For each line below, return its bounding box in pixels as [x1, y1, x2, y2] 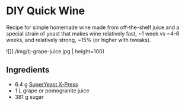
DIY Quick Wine [6, 4, 85, 18]
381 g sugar [14, 93, 44, 100]
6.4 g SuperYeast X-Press [14, 81, 78, 88]
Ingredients [6, 65, 50, 75]
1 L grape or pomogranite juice [14, 87, 90, 94]
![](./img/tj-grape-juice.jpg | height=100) [6, 47, 105, 54]
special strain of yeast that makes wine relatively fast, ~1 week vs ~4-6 [6, 30, 180, 37]
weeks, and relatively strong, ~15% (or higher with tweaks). [6, 36, 151, 43]
